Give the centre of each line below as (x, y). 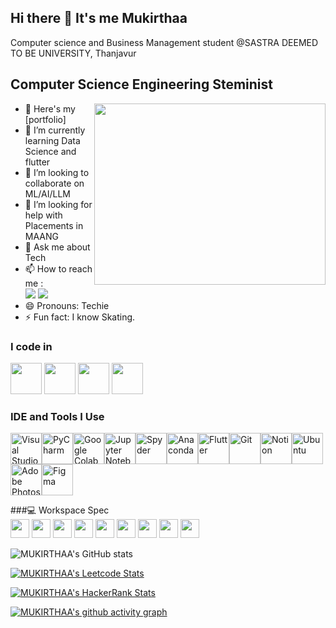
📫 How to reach (58, 268)
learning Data (52, 140)
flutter (37, 162)
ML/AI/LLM (48, 193)
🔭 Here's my (50, 108)
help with (43, 215)
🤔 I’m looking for (58, 204)
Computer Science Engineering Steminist (141, 84)
